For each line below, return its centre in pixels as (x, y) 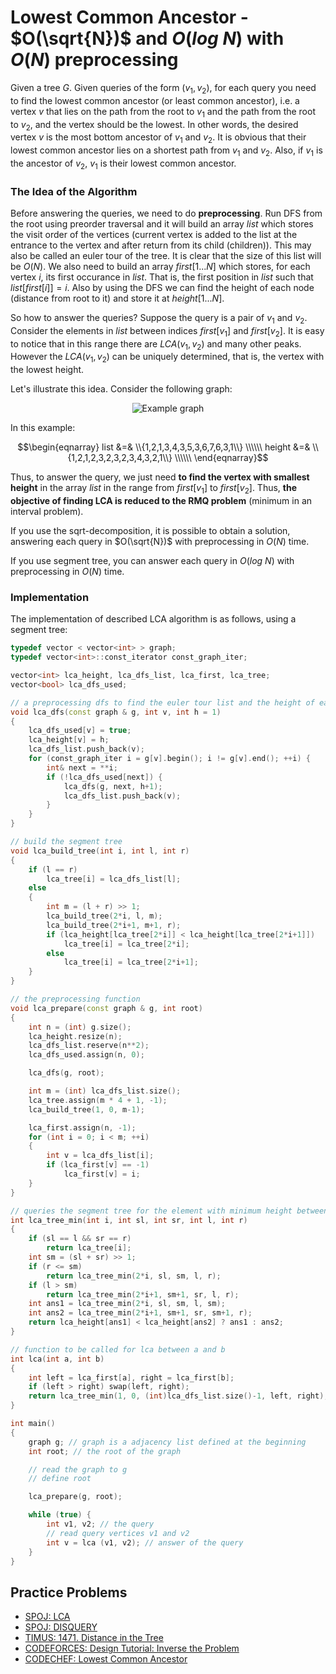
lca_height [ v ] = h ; (69, 740)
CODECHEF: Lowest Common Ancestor (106, 1659)
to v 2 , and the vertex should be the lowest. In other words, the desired (154, 125)
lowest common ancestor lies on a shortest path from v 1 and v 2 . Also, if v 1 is (166, 151)
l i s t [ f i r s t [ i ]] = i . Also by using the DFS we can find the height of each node (162, 288)
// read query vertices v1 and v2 (118, 1533)
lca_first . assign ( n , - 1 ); (82, 1127)
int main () (33, 1424)
